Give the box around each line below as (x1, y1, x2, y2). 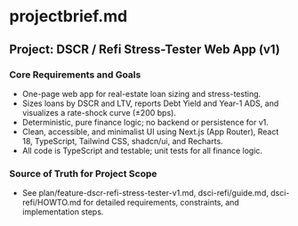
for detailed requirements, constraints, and (83, 198, 240, 208)
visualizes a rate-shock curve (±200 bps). (21, 107, 176, 117)
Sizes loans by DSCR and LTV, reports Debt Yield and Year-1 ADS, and (21, 98, 279, 109)
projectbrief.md (9, 6, 128, 27)
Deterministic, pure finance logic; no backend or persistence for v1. (21, 117, 269, 127)
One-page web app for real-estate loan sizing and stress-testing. (21, 88, 262, 99)
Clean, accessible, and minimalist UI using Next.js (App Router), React (21, 126, 279, 137)
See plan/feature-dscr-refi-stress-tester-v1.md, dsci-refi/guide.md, (21, 188, 269, 198)
